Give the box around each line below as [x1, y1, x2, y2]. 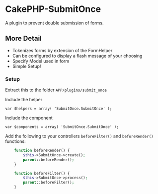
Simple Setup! [12, 63, 41, 69]
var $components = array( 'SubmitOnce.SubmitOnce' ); [5, 125, 119, 129]
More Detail [5, 34, 42, 43]
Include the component [5, 115, 53, 121]
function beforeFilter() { [14, 171, 70, 176]
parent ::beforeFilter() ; [23, 180, 75, 185]
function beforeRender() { [14, 148, 70, 153]
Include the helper [5, 97, 43, 103]
